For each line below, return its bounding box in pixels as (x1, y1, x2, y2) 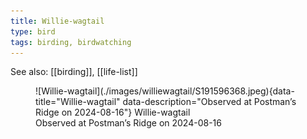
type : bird (10, 26, 56, 37)
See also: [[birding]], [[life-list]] (10, 66, 138, 78)
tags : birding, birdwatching (10, 37, 132, 47)
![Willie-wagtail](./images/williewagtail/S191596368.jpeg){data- (35, 85, 295, 97)
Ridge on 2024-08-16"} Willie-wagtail (35, 106, 191, 119)
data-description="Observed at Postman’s (122, 96, 297, 108)
